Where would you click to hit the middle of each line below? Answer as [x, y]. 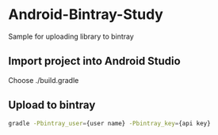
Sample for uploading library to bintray [71, 36]
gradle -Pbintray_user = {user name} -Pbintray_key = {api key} [110, 123]
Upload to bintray [52, 105]
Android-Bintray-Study [86, 15]
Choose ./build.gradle [44, 80]
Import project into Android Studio [94, 61]
